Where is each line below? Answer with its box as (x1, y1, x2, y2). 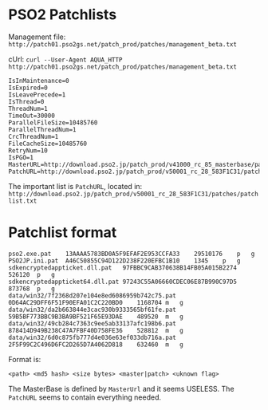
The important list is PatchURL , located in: (8, 181, 143, 191)
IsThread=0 (8, 97, 45, 105)
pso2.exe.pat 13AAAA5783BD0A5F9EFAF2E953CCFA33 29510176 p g (8, 250, 255, 258)
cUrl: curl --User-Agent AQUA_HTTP (8, 54, 123, 64)
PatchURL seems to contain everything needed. (8, 392, 162, 402)
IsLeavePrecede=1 (8, 90, 66, 99)
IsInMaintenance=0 (8, 77, 69, 85)
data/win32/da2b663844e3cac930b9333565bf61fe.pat (8, 306, 177, 313)
